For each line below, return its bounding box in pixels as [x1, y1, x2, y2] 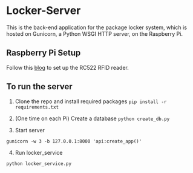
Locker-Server [6, 4, 81, 18]
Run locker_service [15, 149, 63, 156]
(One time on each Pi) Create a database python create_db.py [15, 115, 170, 122]
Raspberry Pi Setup [6, 48, 81, 58]
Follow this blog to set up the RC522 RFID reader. [6, 64, 129, 71]
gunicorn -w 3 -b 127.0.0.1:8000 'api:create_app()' [6, 138, 142, 144]
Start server [15, 126, 45, 134]
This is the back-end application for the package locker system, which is [6, 24, 188, 31]
